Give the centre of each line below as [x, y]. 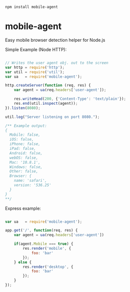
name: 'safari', [31, 181]
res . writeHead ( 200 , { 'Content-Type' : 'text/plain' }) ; [70, 99]
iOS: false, [22, 140]
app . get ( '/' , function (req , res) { [41, 231]
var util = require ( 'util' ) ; [35, 72]
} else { [23, 262]
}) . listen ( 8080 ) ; [23, 108]
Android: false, [26, 153]
